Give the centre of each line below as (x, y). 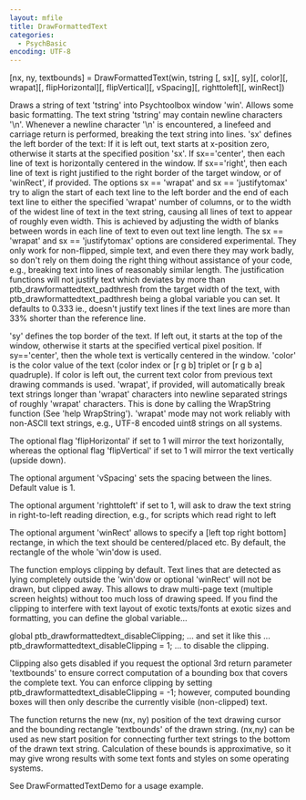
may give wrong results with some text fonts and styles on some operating (149, 759)
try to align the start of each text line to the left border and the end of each (149, 192)
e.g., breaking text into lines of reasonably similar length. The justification (147, 270)
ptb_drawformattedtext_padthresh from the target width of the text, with (145, 289)
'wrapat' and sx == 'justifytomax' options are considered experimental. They (153, 241)
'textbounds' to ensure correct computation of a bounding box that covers (149, 673)
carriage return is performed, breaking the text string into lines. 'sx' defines (151, 134)
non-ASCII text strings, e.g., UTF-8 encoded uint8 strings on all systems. (146, 423)
